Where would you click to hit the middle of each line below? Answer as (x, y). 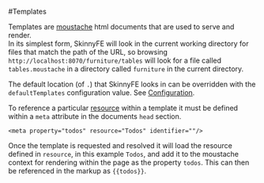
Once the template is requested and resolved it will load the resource (121, 145)
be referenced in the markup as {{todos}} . (77, 171)
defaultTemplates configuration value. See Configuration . (102, 93)
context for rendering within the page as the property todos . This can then (129, 162)
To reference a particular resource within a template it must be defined (123, 108)
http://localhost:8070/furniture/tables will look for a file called (115, 60)
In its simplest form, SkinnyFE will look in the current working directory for (128, 44)
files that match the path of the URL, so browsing (88, 52)
